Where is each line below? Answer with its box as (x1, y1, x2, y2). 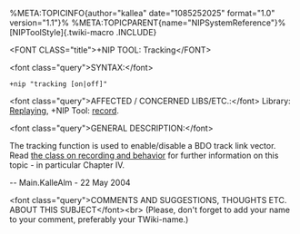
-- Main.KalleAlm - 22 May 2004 (9, 177, 131, 188)
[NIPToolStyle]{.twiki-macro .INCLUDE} (9, 27, 157, 37)
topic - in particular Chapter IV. (9, 160, 125, 171)
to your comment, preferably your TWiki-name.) (9, 214, 189, 225)
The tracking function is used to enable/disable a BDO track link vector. (9, 141, 276, 151)
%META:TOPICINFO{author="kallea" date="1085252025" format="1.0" (9, 8, 275, 18)
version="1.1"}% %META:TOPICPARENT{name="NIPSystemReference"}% (9, 17, 286, 28)
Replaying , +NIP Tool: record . (9, 105, 120, 116)
